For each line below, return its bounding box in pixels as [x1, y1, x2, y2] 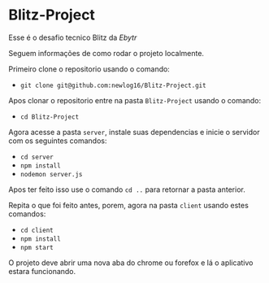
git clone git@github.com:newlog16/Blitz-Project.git [20, 81, 206, 89]
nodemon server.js [20, 170, 83, 178]
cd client [20, 226, 54, 234]
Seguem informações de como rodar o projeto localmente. [8, 48, 205, 58]
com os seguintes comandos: [8, 136, 107, 146]
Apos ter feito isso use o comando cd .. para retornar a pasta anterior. [8, 185, 245, 194]
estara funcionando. [8, 266, 76, 276]
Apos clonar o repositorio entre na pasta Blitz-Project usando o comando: [8, 95, 262, 105]
